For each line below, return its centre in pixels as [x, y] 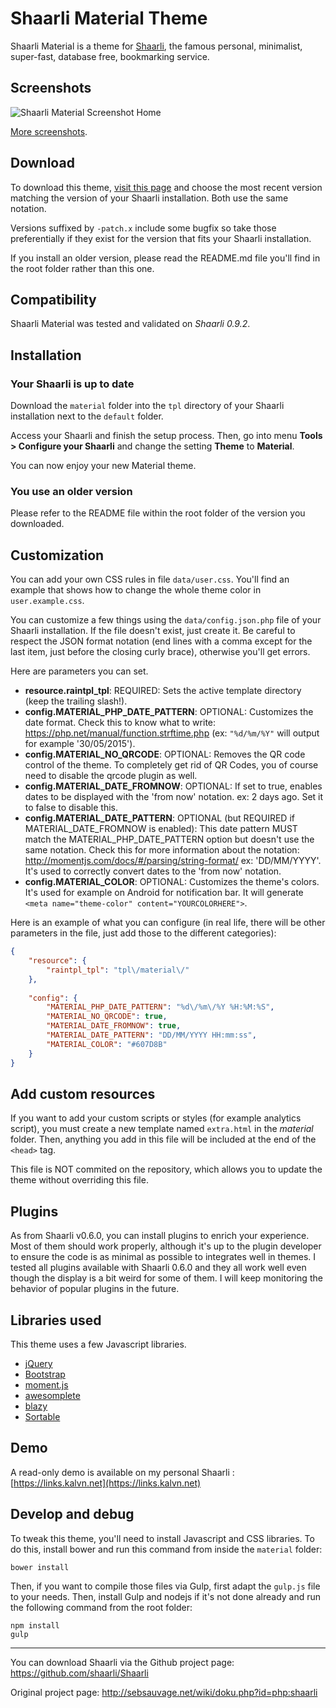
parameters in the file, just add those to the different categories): [143, 933]
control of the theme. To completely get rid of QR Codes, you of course [171, 765]
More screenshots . [49, 131]
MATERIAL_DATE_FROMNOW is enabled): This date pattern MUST [161, 829]
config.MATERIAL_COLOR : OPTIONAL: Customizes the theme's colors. [172, 882]
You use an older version [71, 491]
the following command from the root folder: [101, 1607]
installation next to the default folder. [87, 416]
